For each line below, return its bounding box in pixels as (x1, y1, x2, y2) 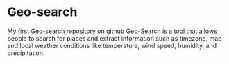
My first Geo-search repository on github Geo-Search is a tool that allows (7, 27, 217, 35)
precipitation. (7, 49, 45, 57)
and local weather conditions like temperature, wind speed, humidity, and (7, 41, 217, 50)
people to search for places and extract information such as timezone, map (7, 34, 222, 42)
